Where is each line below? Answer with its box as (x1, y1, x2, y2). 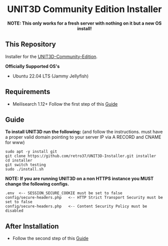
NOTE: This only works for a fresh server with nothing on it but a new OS (7, 20, 162, 26)
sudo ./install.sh (5, 167, 44, 172)
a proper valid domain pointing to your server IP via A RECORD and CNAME (5, 134, 161, 140)
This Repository (5, 40, 56, 49)
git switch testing (5, 162, 46, 168)
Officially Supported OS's (5, 63, 60, 69)
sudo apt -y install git (5, 149, 57, 154)
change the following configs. (5, 181, 69, 187)
